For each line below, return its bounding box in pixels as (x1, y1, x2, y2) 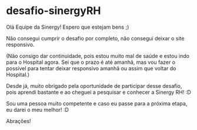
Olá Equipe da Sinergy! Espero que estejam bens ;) (6, 23, 129, 30)
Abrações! (6, 117, 31, 124)
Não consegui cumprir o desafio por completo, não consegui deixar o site (6, 35, 185, 42)
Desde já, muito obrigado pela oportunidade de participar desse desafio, (6, 82, 182, 89)
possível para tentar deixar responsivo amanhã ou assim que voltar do (6, 64, 176, 71)
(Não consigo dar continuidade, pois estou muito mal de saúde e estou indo (6, 52, 190, 59)
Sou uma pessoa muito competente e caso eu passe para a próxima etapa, (6, 100, 188, 107)
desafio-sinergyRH (6, 4, 101, 18)
